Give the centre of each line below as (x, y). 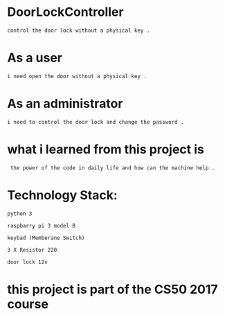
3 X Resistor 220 (32, 250)
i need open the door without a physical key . (77, 76)
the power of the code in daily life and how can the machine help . (112, 168)
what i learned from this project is (106, 149)
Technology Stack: (62, 195)
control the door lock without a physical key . (79, 30)
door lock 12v (28, 262)
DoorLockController (65, 12)
